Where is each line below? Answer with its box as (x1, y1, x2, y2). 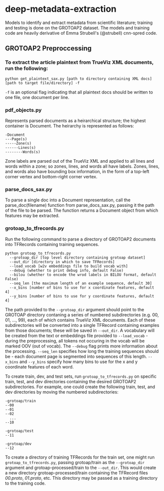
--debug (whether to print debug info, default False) (9, 268, 124, 273)
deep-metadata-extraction (5, 3, 117, 15)
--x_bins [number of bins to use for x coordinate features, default (9, 285, 154, 290)
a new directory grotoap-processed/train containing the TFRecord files (5, 469, 148, 476)
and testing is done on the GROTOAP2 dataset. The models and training (5, 25, 150, 30)
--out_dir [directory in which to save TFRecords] (9, 259, 115, 264)
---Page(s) (5, 136, 27, 142)
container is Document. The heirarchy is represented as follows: (5, 123, 135, 128)
